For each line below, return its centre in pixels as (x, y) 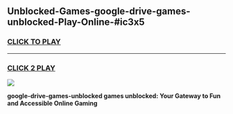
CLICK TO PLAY (34, 42)
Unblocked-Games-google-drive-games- (99, 11)
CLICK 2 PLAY (31, 68)
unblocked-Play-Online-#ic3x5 (76, 22)
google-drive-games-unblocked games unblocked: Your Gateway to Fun (114, 95)
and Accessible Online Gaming (52, 103)
